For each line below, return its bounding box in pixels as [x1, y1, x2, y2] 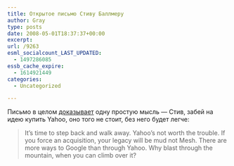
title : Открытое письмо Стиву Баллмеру [7, 10, 124, 18]
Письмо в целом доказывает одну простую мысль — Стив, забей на [7, 108, 214, 116]
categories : [7, 75, 42, 83]
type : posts [7, 23, 42, 30]
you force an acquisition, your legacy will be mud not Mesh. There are [24, 136, 227, 145]
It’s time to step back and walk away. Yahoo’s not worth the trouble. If [24, 129, 226, 137]
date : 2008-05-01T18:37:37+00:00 [7, 30, 105, 37]
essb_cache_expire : [7, 63, 65, 70]
